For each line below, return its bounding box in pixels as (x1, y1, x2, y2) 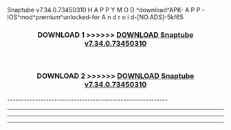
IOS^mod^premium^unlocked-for (7, 13, 100, 21)
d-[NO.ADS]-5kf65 (130, 13, 184, 21)
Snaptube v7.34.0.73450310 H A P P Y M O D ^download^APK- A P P (7, 6, 201, 14)
